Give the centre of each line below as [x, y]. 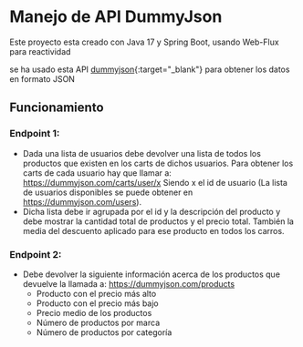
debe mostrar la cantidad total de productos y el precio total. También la [158, 221]
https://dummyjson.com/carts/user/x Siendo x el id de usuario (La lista [155, 182]
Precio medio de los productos [94, 312]
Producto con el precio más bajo [97, 303]
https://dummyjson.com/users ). [82, 201]
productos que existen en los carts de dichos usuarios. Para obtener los [158, 163]
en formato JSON [42, 78]
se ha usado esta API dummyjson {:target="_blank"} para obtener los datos [150, 69]
